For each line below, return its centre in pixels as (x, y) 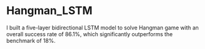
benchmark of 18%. (31, 40)
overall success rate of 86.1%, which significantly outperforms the (90, 34)
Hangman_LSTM (50, 11)
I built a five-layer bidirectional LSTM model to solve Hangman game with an (102, 28)
